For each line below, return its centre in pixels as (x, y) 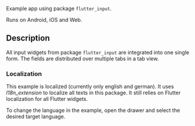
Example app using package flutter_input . (59, 8)
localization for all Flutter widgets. (47, 99)
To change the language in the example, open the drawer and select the (93, 110)
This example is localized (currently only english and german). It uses (90, 87)
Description (28, 38)
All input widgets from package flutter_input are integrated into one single (98, 52)
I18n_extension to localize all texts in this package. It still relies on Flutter (93, 93)
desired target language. (36, 117)
